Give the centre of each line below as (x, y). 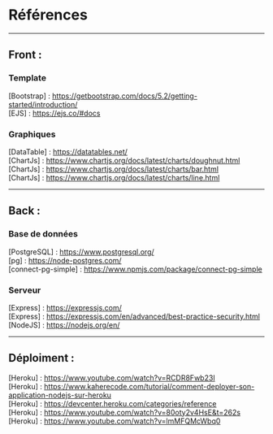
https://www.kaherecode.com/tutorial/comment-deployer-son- (149, 386)
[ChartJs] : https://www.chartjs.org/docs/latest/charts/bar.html (114, 169)
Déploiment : (41, 358)
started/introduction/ (43, 104)
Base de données (43, 234)
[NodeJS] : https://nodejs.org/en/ (64, 325)
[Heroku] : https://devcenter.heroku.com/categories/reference (113, 403)
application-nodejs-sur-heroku (60, 395)
